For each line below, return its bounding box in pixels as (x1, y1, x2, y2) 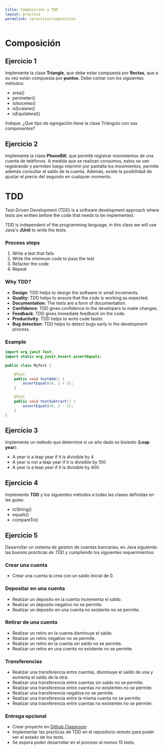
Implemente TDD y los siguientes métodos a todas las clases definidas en (5, 492, 155, 498)
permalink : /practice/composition (5, 16, 76, 21)
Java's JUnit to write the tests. (5, 227, 67, 233)
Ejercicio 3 (5, 426, 38, 435)
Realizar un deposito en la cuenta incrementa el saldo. (12, 596, 122, 602)
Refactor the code (12, 261, 49, 267)
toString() (12, 506, 32, 512)
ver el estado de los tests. (12, 734, 65, 740)
